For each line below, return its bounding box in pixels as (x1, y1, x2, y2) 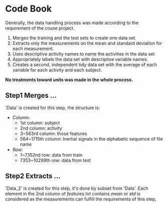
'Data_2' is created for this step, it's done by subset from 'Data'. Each (5, 185, 148, 191)
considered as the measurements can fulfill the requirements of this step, (5, 196, 156, 202)
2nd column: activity (20, 125, 63, 131)
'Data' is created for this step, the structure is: (5, 104, 100, 111)
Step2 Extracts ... (5, 172, 61, 180)
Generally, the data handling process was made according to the (5, 20, 139, 26)
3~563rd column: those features (20, 130, 87, 136)
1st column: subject (20, 119, 60, 126)
